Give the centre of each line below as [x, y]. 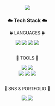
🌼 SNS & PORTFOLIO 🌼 [27, 89]
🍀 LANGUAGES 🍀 [27, 33]
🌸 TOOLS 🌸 [27, 58]
